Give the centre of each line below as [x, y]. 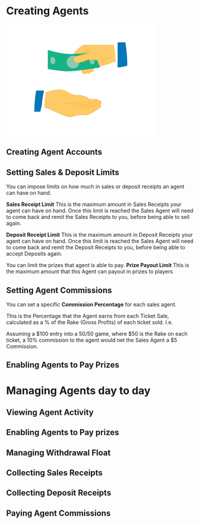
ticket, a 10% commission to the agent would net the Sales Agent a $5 [91, 340]
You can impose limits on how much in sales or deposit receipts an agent [95, 187]
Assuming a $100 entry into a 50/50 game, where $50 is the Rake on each [97, 334]
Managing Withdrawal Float [59, 452]
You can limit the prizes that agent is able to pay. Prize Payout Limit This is [98, 265]
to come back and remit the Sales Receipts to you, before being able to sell [98, 217]
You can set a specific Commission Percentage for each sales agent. [91, 304]
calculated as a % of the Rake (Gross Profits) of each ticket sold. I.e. [90, 322]
